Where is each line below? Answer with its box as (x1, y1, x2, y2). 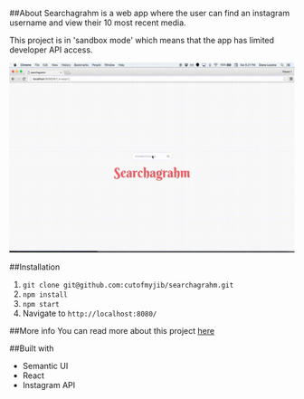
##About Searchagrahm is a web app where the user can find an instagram (9, 8, 290, 18)
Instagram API (22, 380, 76, 390)
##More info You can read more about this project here (9, 326, 215, 336)
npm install (22, 290, 68, 299)
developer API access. (9, 44, 93, 55)
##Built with (9, 343, 54, 354)
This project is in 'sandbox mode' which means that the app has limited (9, 35, 274, 45)
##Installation (9, 261, 61, 272)
